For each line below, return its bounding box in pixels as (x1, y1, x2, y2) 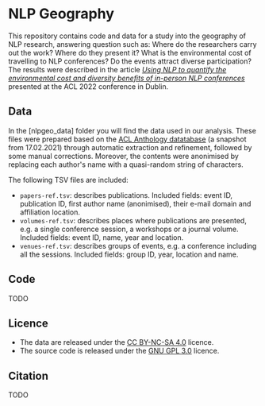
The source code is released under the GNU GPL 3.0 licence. (19, 346, 220, 356)
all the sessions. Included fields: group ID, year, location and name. (19, 249, 239, 259)
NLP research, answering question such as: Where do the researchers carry (8, 39, 257, 48)
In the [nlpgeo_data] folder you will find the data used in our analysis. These (8, 126, 256, 135)
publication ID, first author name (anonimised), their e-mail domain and (19, 199, 252, 208)
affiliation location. (19, 207, 81, 217)
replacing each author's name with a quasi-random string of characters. (8, 160, 244, 169)
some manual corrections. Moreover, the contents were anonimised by (8, 151, 240, 160)
